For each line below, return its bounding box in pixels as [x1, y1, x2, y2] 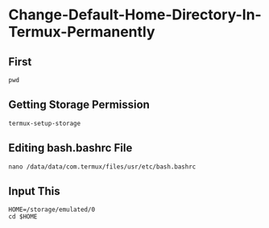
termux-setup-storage [8, 119, 81, 127]
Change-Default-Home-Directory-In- [8, 6, 262, 24]
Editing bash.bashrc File [8, 141, 133, 155]
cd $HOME [8, 213, 38, 221]
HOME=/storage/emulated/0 [8, 205, 95, 214]
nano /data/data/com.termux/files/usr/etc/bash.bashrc [8, 163, 197, 171]
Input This [8, 184, 60, 198]
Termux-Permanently [8, 23, 155, 41]
